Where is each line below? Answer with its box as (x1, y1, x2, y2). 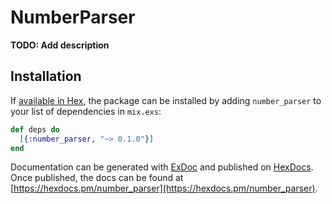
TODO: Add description (10, 39, 110, 51)
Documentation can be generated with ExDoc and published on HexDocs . (10, 161, 314, 173)
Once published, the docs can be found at (10, 172, 184, 184)
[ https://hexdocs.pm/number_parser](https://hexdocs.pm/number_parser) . (10, 182, 318, 195)
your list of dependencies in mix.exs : (10, 105, 162, 117)
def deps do (10, 124, 60, 135)
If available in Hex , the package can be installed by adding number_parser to (10, 94, 322, 106)
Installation (10, 68, 82, 85)
